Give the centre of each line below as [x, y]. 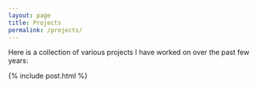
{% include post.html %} [48, 76]
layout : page [30, 15]
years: [19, 60]
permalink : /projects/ [45, 30]
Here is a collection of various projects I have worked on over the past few [129, 53]
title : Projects [35, 23]
